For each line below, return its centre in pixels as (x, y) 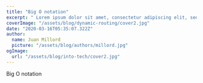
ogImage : (17, 51)
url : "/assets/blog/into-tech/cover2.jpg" (66, 57)
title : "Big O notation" (37, 12)
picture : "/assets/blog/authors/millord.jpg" (70, 46)
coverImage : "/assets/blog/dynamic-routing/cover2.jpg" (78, 23)
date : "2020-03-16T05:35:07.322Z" (50, 29)
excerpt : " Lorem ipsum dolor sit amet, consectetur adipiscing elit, (97, 17)
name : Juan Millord (36, 40)
